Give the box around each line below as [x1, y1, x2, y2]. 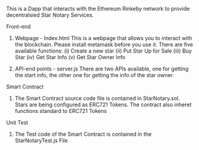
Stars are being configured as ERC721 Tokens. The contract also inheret [14, 101, 192, 108]
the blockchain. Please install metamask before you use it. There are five [14, 41, 194, 48]
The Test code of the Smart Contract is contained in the [14, 131, 152, 137]
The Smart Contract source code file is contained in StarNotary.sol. [14, 95, 181, 102]
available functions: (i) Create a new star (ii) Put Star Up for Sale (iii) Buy [14, 47, 192, 54]
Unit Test [6, 119, 29, 126]
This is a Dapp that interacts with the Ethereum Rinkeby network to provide [6, 5, 190, 12]
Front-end [6, 23, 31, 30]
